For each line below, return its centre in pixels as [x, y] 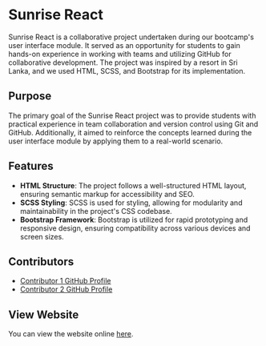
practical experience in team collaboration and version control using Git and [133, 124]
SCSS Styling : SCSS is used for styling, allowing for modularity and [131, 203]
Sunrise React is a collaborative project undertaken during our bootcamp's [131, 37]
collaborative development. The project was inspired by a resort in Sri [123, 62]
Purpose [30, 97]
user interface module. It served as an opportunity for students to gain [124, 45]
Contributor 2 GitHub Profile [66, 289]
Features [31, 166]
